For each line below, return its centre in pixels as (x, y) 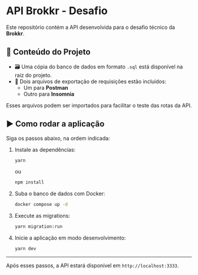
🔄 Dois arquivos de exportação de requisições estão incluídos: (90, 81)
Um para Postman (46, 87)
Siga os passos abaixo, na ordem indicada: (58, 138)
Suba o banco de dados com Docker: (60, 194)
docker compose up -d (41, 205)
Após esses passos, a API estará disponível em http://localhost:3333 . (93, 265)
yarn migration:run (39, 227)
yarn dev (25, 249)
